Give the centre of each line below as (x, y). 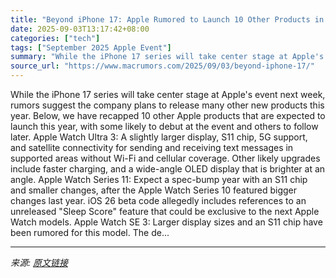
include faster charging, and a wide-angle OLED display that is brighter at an (168, 169)
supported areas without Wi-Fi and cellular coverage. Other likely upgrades (165, 158)
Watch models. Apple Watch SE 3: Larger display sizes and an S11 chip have (166, 222)
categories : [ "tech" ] (55, 38)
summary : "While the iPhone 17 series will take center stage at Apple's (167, 57)
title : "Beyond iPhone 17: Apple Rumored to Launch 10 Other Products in (167, 19)
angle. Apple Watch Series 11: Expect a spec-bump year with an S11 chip (159, 179)
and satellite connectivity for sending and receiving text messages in (152, 147)
